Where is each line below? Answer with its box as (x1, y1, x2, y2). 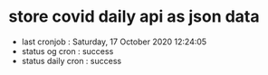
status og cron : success (21, 45, 114, 56)
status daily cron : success (21, 55, 122, 66)
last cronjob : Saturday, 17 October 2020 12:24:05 (21, 36, 207, 47)
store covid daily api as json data (8, 6, 260, 27)
